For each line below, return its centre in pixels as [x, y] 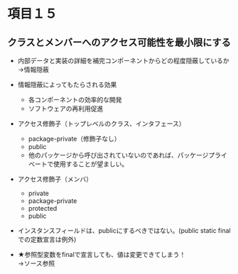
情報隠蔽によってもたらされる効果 [67, 84]
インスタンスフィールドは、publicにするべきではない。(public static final [124, 230]
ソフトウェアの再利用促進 [66, 109]
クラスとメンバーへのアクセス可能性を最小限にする [119, 42]
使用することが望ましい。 [91, 164]
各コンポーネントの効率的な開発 [75, 100]
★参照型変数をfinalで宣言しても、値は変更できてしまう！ [102, 254]
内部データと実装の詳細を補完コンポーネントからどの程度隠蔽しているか [123, 61]
